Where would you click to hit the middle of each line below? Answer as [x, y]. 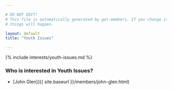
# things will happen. [29, 24]
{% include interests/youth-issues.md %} [49, 58]
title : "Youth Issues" [29, 38]
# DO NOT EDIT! [21, 14]
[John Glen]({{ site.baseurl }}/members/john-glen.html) [71, 82]
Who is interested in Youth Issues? [49, 71]
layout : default [23, 33]
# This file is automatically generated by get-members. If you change [83, 19]
